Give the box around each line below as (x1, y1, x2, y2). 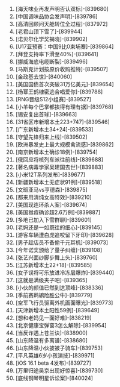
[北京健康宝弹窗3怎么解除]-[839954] (15, 322, 107, 329)
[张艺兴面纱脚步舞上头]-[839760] (15, 254, 98, 261)
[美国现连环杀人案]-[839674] (15, 201, 88, 208)
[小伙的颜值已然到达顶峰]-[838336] (15, 284, 104, 291)
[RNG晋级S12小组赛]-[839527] (15, 96, 92, 102)
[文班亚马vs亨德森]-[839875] (15, 186, 88, 193)
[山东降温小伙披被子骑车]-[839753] (15, 344, 103, 351)
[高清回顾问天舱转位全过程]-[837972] (15, 20, 108, 27)
